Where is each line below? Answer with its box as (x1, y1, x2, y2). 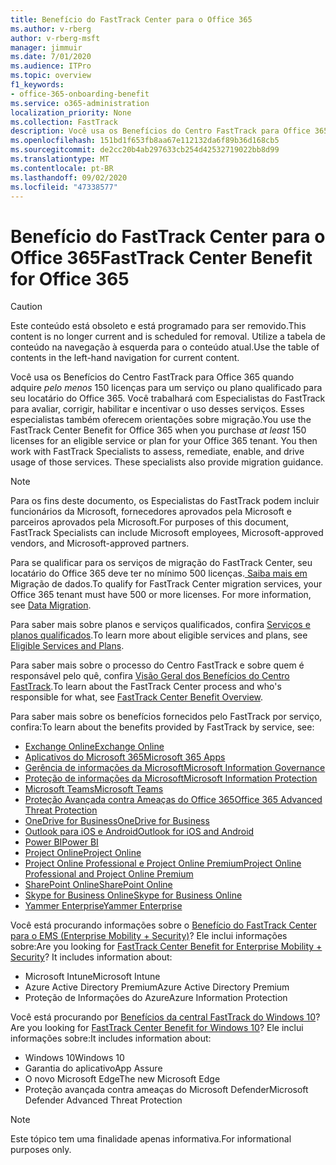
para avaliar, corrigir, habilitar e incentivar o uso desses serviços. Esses (10, 403, 305, 415)
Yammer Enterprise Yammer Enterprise (24, 900, 183, 912)
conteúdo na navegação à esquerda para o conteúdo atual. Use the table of (10, 341, 320, 353)
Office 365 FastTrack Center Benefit (10, 246, 313, 269)
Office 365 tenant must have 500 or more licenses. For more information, (10, 589, 312, 601)
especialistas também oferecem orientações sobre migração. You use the (10, 414, 312, 426)
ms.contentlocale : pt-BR (10, 163, 114, 173)
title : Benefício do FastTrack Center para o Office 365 (10, 14, 253, 25)
